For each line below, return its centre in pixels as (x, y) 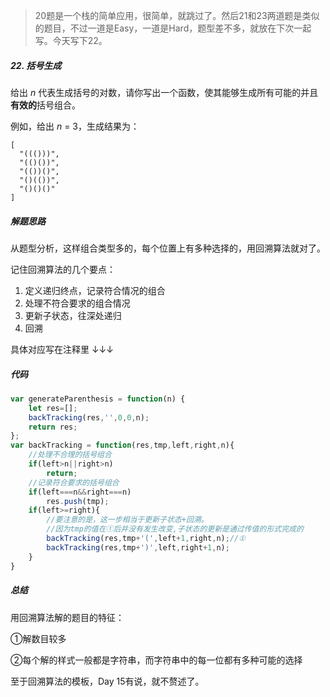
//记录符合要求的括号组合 (74, 482)
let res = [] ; (53, 408)
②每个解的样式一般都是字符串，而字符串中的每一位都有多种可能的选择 (156, 660)
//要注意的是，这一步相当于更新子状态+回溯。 (127, 520)
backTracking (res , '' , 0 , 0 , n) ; (89, 417)
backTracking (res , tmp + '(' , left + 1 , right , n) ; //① (146, 539)
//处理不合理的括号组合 (70, 455)
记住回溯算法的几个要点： (63, 269)
